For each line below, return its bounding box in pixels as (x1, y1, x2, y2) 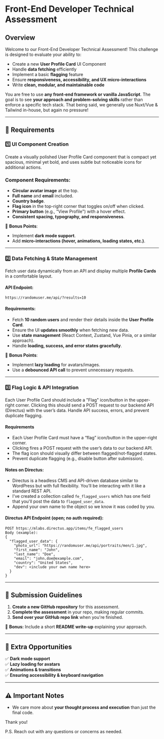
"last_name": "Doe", (14, 552, 56, 557)
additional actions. (5, 164, 42, 170)
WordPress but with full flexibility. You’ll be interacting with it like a (12, 483, 145, 489)
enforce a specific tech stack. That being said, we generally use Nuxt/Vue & (5, 102, 158, 107)
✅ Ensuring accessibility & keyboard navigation (5, 672, 104, 678)
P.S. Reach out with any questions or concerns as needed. (5, 729, 123, 735)
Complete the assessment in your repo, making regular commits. (12, 609, 144, 615)
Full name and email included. (12, 193, 74, 199)
